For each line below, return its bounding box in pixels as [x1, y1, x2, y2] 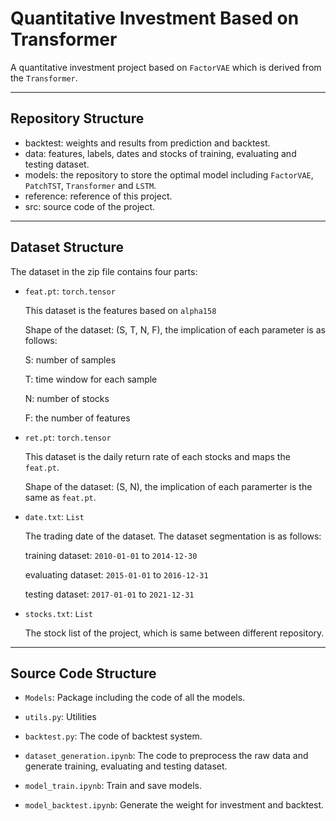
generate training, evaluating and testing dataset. [24, 760, 228, 772]
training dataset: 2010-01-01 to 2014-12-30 [24, 549, 198, 561]
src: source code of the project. [24, 200, 156, 212]
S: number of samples [24, 353, 117, 366]
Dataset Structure [10, 239, 125, 256]
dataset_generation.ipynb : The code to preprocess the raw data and [24, 750, 309, 762]
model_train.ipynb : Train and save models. [24, 780, 203, 792]
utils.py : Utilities [24, 711, 97, 723]
